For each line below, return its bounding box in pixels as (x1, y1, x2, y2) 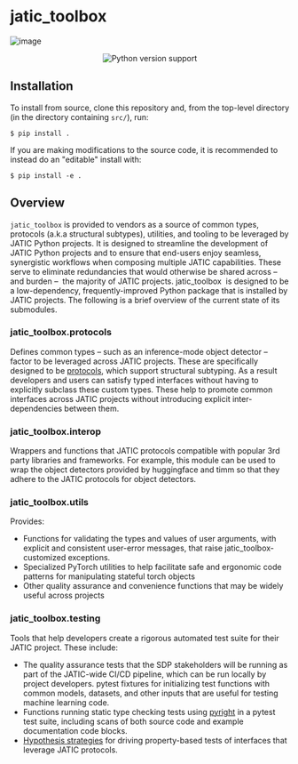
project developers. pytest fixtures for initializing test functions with (22, 678, 270, 688)
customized (22, 552, 67, 563)
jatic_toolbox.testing (10, 612, 101, 624)
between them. (64, 403, 120, 414)
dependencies (10, 403, 63, 414)
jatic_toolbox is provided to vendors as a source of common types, (10, 219, 260, 229)
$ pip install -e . (10, 171, 82, 180)
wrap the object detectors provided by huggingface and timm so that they (10, 464, 280, 475)
